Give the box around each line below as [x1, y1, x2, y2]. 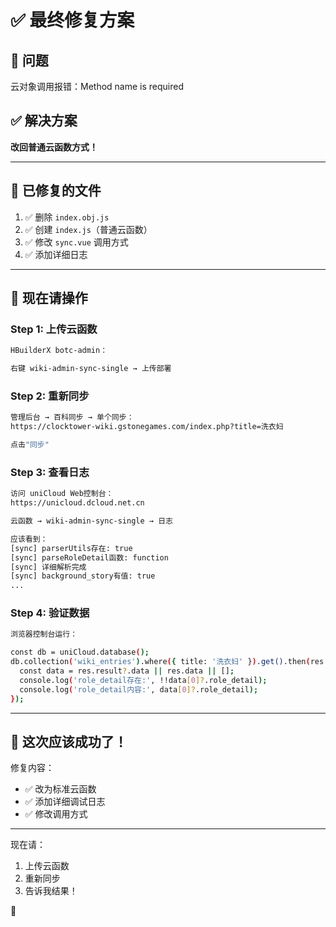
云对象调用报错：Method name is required [10, 81, 184, 92]
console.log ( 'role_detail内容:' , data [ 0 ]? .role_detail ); [19, 684, 259, 695]
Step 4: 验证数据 [10, 606, 90, 620]
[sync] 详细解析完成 [10, 562, 87, 572]
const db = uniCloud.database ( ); [10, 647, 150, 658]
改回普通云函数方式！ [10, 141, 98, 153]
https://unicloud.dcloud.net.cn [10, 498, 145, 508]
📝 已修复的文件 [10, 182, 102, 200]
